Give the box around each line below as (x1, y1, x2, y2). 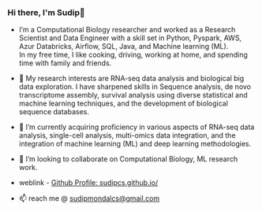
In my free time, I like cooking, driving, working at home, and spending (18, 50, 248, 60)
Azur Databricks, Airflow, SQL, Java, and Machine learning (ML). (18, 42, 229, 51)
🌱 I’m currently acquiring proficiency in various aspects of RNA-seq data (18, 122, 255, 132)
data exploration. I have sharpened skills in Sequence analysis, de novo (18, 82, 252, 91)
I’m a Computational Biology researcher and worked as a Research (18, 25, 236, 35)
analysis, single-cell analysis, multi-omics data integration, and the (18, 131, 236, 140)
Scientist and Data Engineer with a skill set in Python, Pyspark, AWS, (18, 33, 242, 43)
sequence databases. (18, 107, 90, 117)
